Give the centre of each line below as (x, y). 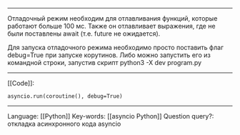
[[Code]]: (21, 83)
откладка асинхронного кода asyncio (64, 124)
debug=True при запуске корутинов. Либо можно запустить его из (109, 55)
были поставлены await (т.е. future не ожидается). (84, 34)
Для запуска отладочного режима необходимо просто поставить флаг (115, 47)
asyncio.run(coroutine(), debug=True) (65, 96)
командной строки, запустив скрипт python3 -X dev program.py (105, 62)
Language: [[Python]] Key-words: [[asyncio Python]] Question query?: (111, 116)
